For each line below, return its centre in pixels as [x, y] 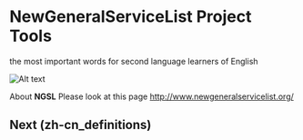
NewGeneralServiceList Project [131, 17]
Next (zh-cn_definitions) [81, 125]
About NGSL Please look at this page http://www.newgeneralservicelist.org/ [151, 96]
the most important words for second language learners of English [134, 61]
